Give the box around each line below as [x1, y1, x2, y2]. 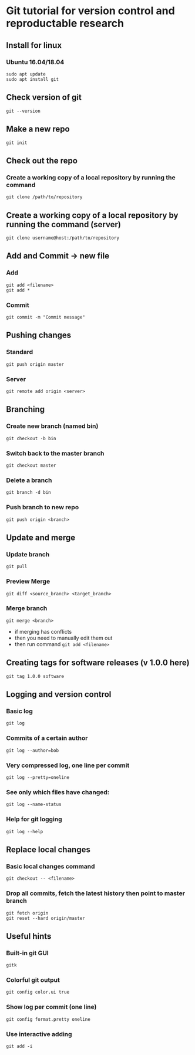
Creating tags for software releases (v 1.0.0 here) [6, 658, 190, 668]
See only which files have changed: [6, 788, 110, 796]
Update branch [6, 550, 50, 558]
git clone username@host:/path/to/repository [6, 235, 119, 241]
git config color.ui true [6, 990, 69, 995]
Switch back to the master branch [6, 449, 105, 457]
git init [6, 140, 28, 146]
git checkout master [6, 462, 57, 468]
